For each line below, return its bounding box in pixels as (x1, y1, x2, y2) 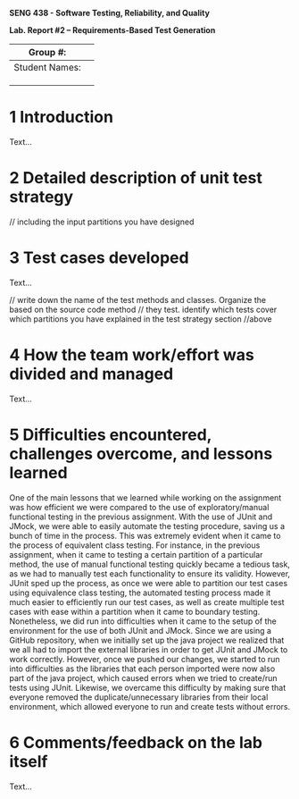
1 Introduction (9, 107, 114, 128)
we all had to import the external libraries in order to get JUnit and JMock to (9, 643, 288, 655)
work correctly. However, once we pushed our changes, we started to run (9, 653, 280, 664)
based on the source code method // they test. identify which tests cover (9, 304, 278, 315)
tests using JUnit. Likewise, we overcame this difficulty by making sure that (9, 682, 287, 693)
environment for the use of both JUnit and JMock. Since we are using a (9, 625, 272, 635)
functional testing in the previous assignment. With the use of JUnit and (9, 511, 273, 522)
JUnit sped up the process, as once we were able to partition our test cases (9, 577, 288, 588)
